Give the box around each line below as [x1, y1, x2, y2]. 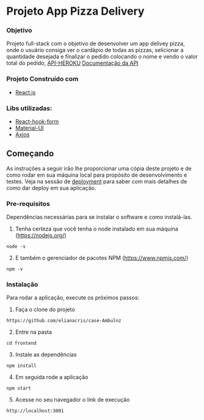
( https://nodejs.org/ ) [15, 232, 67, 239]
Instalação [6, 280, 38, 289]
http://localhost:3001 [6, 408, 64, 414]
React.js [15, 89, 36, 96]
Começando [6, 149, 54, 159]
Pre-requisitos [6, 199, 50, 208]
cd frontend [6, 341, 37, 347]
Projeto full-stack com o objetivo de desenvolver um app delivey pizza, [6, 40, 185, 47]
